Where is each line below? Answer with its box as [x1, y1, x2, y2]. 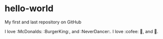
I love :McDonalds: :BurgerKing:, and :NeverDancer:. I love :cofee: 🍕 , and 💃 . [4, 28, 159, 34]
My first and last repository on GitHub [4, 19, 82, 25]
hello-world [4, 3, 54, 14]
